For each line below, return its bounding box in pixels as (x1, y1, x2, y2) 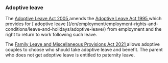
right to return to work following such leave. (5, 32, 97, 38)
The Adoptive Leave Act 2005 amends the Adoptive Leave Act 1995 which (5, 16, 162, 22)
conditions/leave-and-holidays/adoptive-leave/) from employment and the (5, 26, 162, 32)
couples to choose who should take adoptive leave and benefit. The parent (5, 47, 163, 53)
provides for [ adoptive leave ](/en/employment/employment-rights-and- (5, 21, 158, 27)
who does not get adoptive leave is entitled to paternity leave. (5, 52, 135, 58)
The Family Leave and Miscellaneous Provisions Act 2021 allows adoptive (5, 41, 160, 47)
